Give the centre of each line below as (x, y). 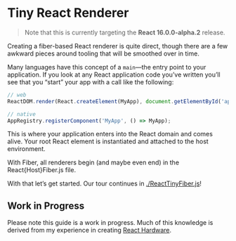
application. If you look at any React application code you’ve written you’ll (114, 74)
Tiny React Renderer (68, 13)
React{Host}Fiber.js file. (41, 170)
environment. (26, 149)
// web (17, 95)
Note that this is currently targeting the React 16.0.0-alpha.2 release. (125, 32)
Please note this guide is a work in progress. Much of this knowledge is (110, 223)
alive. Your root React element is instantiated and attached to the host (108, 141)
